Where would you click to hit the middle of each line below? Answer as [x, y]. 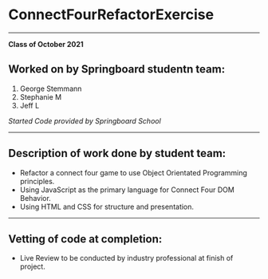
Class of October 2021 [46, 44]
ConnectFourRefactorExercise [111, 15]
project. [32, 267]
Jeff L [30, 105]
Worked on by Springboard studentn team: [117, 69]
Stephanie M [41, 96]
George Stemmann [51, 88]
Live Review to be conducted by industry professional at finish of [126, 258]
